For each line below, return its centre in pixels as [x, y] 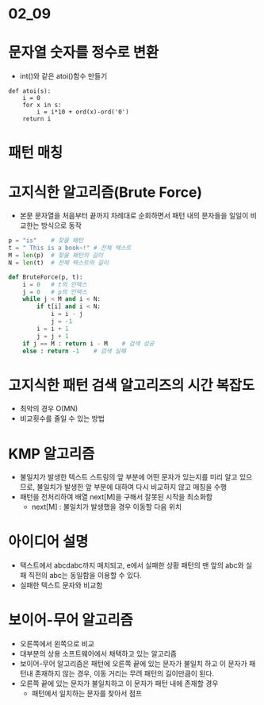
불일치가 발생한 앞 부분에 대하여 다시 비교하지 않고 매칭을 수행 [132, 487]
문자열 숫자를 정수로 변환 [84, 53]
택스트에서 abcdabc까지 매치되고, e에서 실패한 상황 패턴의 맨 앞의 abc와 [132, 565]
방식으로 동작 [61, 225]
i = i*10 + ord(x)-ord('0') [83, 112]
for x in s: [42, 105]
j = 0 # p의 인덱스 [55, 292]
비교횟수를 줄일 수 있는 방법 [62, 418]
